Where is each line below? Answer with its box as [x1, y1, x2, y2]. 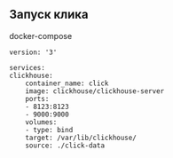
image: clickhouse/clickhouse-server [25, 86, 165, 96]
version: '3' [9, 48, 58, 57]
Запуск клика [9, 7, 89, 22]
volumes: [25, 117, 58, 127]
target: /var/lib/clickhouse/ [25, 133, 138, 142]
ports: [25, 94, 50, 103]
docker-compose [9, 30, 73, 41]
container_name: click [25, 79, 109, 88]
